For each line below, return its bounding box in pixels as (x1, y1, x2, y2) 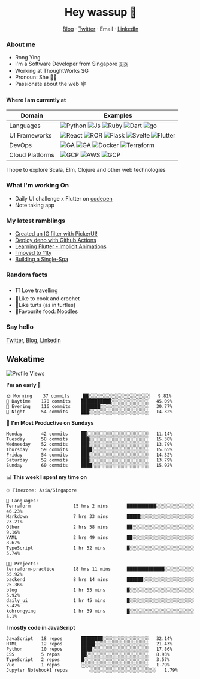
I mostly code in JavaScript (6, 624, 75, 632)
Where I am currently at (6, 96, 66, 103)
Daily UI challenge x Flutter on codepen (14, 195, 113, 202)
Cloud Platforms (9, 151, 55, 159)
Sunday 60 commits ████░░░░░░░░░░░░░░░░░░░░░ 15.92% (6, 463, 172, 469)
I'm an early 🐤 (6, 382, 41, 389)
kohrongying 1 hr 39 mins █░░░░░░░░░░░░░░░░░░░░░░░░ (6, 608, 195, 615)
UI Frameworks (9, 132, 52, 140)
